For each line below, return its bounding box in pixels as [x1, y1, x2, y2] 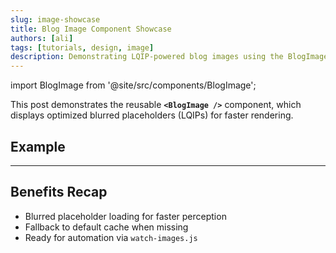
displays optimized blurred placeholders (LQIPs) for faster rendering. [10, 109, 294, 121]
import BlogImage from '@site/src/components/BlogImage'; [10, 79, 257, 91]
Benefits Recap [10, 184, 108, 201]
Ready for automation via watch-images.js [24, 231, 198, 243]
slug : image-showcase [10, 14, 101, 25]
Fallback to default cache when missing [24, 221, 189, 233]
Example [10, 138, 66, 155]
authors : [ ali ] [10, 33, 74, 43]
